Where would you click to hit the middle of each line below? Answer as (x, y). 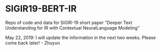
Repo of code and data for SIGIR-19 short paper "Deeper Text (69, 22)
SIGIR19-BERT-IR (41, 9)
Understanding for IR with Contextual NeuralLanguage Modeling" (72, 27)
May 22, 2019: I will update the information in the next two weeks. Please (80, 37)
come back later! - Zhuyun (33, 42)
